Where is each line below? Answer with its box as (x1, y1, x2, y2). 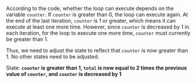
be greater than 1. (6, 36, 49, 42)
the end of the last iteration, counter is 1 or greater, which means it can (6, 17, 176, 24)
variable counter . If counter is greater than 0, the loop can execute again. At (6, 11, 188, 18)
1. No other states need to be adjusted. (6, 53, 99, 60)
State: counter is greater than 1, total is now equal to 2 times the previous (6, 64, 187, 71)
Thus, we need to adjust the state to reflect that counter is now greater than (6, 47, 188, 54)
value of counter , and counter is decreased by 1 (6, 71, 122, 77)
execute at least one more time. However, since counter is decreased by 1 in (6, 23, 190, 30)
